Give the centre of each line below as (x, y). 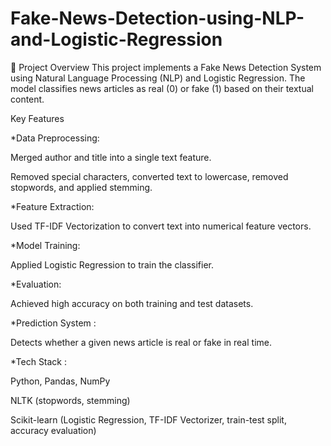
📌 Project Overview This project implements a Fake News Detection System (166, 67)
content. (27, 99)
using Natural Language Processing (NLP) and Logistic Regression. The (158, 78)
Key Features (37, 118)
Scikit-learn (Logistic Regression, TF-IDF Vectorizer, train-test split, (148, 419)
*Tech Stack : (39, 361)
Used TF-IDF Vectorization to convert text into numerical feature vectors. (161, 226)
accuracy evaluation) (53, 430)
